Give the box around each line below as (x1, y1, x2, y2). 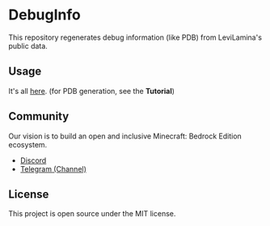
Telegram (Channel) (19, 164, 87, 173)
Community (8, 109, 70, 123)
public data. (8, 41, 49, 50)
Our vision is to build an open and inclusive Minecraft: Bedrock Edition (8, 131, 243, 141)
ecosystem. (8, 139, 48, 149)
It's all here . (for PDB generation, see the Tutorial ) (8, 86, 175, 96)
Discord (19, 156, 47, 165)
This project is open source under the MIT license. (8, 209, 176, 219)
